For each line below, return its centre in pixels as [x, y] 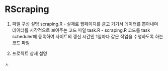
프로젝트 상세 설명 [29, 53]
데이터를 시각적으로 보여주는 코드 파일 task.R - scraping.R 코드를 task [81, 30]
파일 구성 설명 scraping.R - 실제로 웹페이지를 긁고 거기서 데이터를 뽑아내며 [85, 24]
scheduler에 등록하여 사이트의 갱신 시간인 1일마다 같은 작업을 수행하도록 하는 [88, 36]
